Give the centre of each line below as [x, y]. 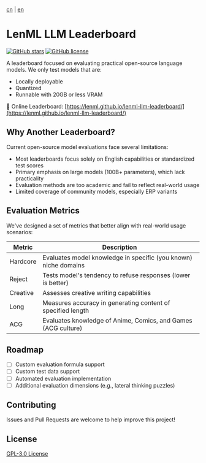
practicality [29, 178]
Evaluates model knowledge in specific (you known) [118, 258]
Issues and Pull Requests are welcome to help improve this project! [91, 419]
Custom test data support [48, 372]
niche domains [63, 265]
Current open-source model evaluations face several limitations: [87, 147]
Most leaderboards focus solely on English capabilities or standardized [105, 159]
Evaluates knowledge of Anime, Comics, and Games [118, 320]
